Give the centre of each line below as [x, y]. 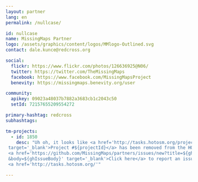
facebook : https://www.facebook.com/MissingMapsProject [81, 77]
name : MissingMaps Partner [39, 39]
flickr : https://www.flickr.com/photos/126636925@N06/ [80, 66]
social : [15, 60]
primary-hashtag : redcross [39, 115]
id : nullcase [22, 33]
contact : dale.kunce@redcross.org [48, 50]
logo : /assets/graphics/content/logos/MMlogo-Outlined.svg [80, 44]
